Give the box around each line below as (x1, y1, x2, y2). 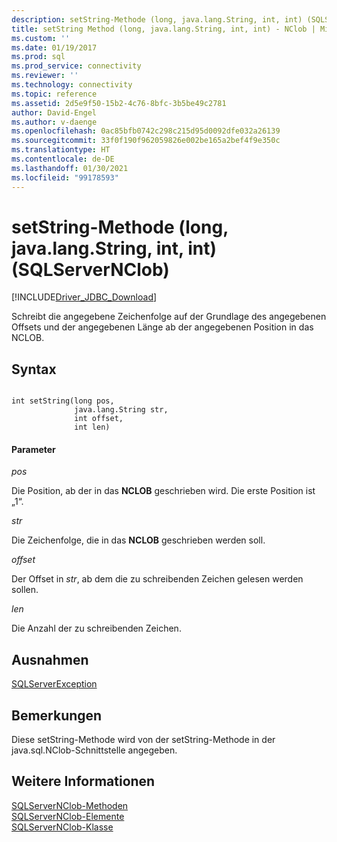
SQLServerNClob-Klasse (11, 821, 114, 833)
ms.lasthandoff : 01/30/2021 (11, 163, 129, 173)
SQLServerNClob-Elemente (11, 810, 125, 822)
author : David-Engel (11, 107, 98, 118)
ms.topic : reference (11, 89, 98, 99)
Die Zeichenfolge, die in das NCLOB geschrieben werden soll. (11, 534, 266, 546)
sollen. (11, 584, 39, 596)
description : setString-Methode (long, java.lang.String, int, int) (11, 14, 303, 25)
